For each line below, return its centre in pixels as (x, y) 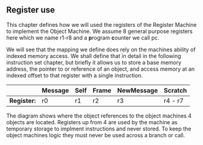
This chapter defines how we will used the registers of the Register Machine (101, 24)
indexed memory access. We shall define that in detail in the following (94, 56)
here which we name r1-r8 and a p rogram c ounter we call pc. (83, 37)
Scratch (175, 90)
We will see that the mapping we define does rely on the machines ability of (101, 49)
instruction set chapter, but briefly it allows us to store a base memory (94, 62)
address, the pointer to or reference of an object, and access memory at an (101, 69)
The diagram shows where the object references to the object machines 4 (99, 116)
